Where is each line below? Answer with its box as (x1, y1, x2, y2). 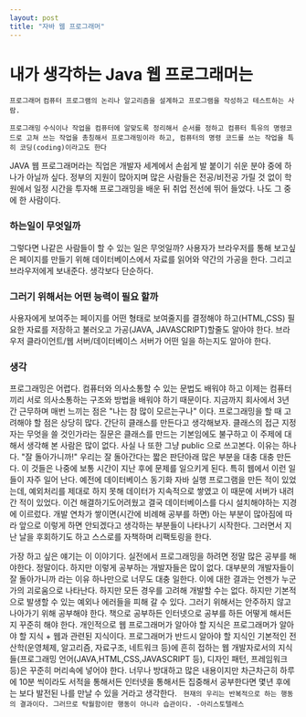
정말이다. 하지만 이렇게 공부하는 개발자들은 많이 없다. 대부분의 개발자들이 (36, 563, 295, 574)
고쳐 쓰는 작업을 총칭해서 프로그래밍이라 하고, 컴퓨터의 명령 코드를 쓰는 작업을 (26, 133, 284, 142)
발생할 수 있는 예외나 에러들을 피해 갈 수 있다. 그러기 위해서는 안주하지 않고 (26, 596, 292, 607)
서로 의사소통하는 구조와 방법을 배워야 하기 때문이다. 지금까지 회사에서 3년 (26, 395, 290, 406)
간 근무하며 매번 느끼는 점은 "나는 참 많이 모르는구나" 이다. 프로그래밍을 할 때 (9, 406, 282, 416)
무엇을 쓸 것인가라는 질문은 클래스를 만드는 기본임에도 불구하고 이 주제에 (26, 428, 283, 439)
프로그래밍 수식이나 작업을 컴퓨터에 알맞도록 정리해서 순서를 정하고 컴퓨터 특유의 (9, 124, 270, 133)
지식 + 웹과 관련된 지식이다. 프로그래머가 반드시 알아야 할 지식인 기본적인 (28, 631, 288, 642)
